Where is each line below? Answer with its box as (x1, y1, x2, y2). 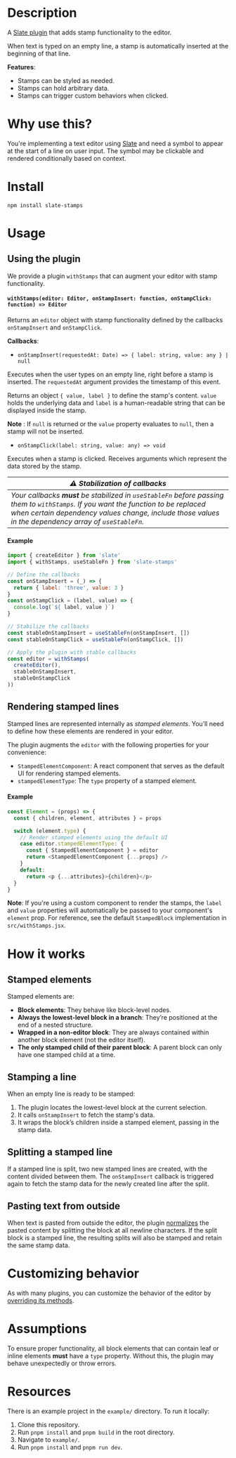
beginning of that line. (7, 49, 71, 58)
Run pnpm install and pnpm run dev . (17, 1443, 123, 1451)
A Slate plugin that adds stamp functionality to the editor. (7, 28, 172, 37)
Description (7, 5, 77, 21)
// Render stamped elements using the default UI (20, 834, 169, 841)
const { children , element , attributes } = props (13, 815, 162, 822)
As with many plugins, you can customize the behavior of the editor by (7, 1289, 211, 1297)
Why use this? (7, 116, 93, 132)
